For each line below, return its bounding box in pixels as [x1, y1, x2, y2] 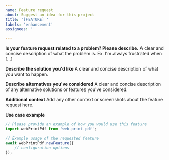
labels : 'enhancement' [5, 21, 53, 27]
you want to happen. [5, 71, 48, 77]
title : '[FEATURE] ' [5, 17, 49, 22]
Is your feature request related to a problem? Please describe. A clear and [5, 45, 164, 51]
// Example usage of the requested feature [5, 135, 99, 141]
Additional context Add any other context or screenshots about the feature [5, 97, 163, 103]
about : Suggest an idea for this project [5, 12, 95, 17]
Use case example [5, 112, 45, 118]
